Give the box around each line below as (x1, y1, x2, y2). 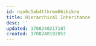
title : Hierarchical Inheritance (6, 14, 91, 20)
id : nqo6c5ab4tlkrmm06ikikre (6, 8, 80, 15)
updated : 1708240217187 (6, 25, 66, 32)
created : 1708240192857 (6, 31, 66, 37)
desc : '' (6, 20, 28, 26)
